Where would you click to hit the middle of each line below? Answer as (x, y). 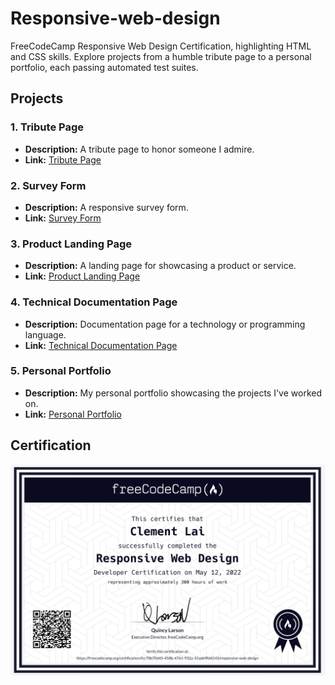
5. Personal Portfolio (61, 371)
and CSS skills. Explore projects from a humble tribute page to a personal (161, 56)
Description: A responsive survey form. (106, 207)
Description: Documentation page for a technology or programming (165, 324)
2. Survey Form (48, 185)
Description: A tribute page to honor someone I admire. (139, 149)
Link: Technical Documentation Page (101, 345)
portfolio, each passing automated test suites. (104, 67)
